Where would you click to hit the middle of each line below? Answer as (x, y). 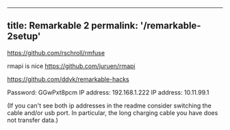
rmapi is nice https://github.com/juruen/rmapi (71, 66)
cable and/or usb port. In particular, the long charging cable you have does (113, 112)
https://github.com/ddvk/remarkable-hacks (68, 79)
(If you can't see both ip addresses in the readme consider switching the (110, 105)
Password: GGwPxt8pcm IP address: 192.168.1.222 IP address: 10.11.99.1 (108, 92)
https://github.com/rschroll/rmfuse (56, 52)
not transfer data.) (33, 120)
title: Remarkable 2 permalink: (73, 26)
